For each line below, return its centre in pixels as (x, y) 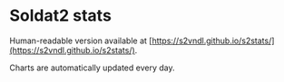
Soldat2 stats (60, 16)
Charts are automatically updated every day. (92, 68)
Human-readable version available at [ (81, 41)
